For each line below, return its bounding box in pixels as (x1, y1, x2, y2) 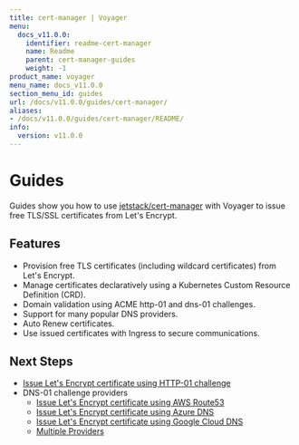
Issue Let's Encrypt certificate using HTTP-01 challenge (22, 378, 231, 389)
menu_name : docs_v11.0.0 (9, 81, 103, 90)
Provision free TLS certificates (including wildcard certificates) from (22, 260, 276, 271)
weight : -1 (25, 64, 67, 73)
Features (9, 237, 61, 252)
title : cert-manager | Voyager (9, 13, 128, 23)
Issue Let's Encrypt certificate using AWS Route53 (35, 397, 225, 408)
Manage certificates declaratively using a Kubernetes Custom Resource (22, 279, 291, 290)
